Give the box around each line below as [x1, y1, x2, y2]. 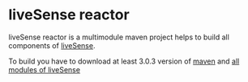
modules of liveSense [8, 64, 81, 74]
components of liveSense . [8, 40, 96, 50]
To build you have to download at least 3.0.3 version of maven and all [8, 56, 240, 66]
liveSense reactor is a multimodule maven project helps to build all [8, 32, 229, 42]
